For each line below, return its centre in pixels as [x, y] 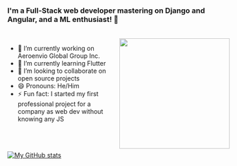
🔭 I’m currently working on [56, 49]
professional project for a [54, 104]
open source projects [48, 78]
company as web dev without [60, 112]
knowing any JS [41, 119]
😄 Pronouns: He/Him [48, 86]
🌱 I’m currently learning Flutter [62, 64]
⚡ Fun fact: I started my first [58, 94]
